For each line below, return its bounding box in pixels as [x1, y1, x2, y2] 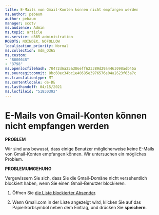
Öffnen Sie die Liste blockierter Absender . [12, 190, 97, 196]
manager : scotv [5, 21, 36, 26]
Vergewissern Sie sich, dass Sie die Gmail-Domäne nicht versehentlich [5, 175, 147, 181]
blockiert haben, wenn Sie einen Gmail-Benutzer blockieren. [5, 180, 126, 186]
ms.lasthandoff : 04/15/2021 [5, 84, 62, 89]
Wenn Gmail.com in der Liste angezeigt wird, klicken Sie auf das [12, 199, 141, 205]
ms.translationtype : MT [5, 75, 54, 80]
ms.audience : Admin [5, 25, 45, 30]
